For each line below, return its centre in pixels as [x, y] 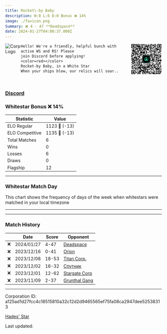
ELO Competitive [24, 133]
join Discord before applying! [53, 56]
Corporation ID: [21, 296]
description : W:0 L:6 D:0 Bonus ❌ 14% [45, 16]
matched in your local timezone [37, 203]
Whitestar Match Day [31, 186]
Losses [15, 154]
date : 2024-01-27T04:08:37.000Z [39, 32]
